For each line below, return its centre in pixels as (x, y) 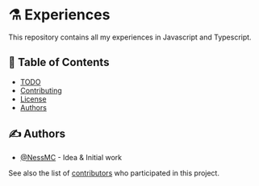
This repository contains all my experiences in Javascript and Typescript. (130, 37)
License (33, 99)
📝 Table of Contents (59, 62)
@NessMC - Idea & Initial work (71, 157)
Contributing (41, 90)
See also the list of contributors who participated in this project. (114, 173)
